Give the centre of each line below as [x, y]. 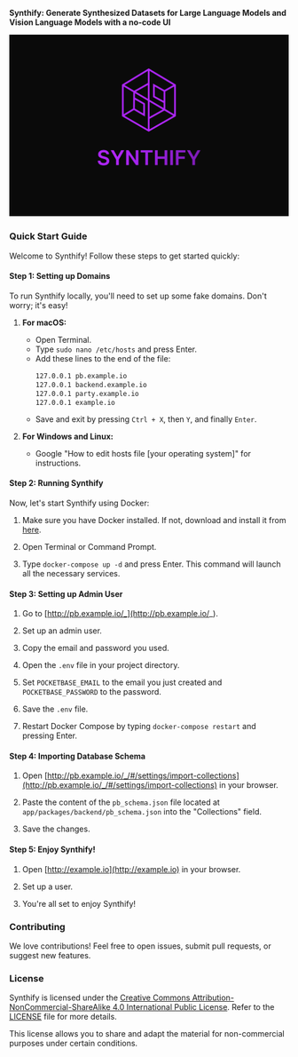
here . [31, 529]
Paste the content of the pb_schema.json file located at [121, 802]
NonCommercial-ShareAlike [60, 1007]
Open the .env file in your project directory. [101, 665]
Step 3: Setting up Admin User [66, 593]
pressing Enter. [50, 735]
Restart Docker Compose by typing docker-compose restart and [139, 727]
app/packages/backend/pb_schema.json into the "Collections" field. [141, 812]
